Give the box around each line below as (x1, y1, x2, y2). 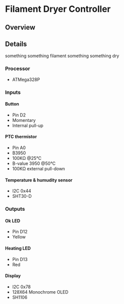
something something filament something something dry (5, 53, 119, 59)
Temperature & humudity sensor (5, 177, 73, 183)
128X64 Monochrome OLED (12, 289, 69, 295)
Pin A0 (12, 145, 26, 151)
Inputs (5, 89, 21, 96)
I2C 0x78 (12, 284, 31, 290)
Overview (5, 23, 36, 32)
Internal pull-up (12, 122, 44, 128)
